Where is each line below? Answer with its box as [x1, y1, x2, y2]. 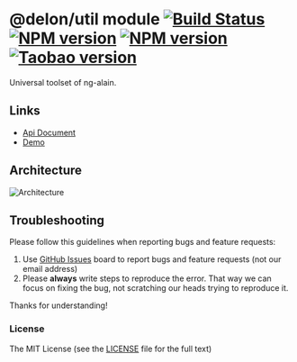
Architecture [9, 163, 83, 178]
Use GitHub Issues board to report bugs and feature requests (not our [22, 254, 282, 265]
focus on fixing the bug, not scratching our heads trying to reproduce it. [22, 283, 289, 294]
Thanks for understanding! [9, 300, 108, 311]
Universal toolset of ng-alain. [9, 77, 117, 87]
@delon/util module [9, 9, 160, 30]
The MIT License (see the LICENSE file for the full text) [9, 343, 212, 354]
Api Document [22, 127, 76, 138]
